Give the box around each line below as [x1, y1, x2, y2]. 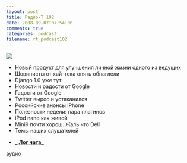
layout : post [6, 8, 39, 15]
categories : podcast [6, 31, 58, 37]
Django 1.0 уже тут [14, 77, 62, 83]
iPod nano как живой [14, 114, 68, 121]
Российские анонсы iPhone [14, 102, 84, 109]
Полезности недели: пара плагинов [14, 108, 106, 115]
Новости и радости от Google [14, 83, 90, 90]
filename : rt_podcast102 [6, 36, 68, 42]
